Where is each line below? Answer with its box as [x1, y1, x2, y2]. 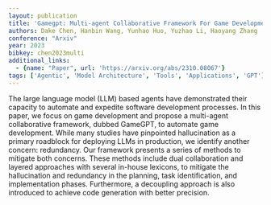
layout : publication [8, 11, 78, 20]
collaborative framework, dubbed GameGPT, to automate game [8, 119, 219, 129]
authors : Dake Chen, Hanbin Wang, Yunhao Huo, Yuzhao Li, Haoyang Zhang [8, 27, 258, 35]
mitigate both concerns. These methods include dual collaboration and [8, 154, 244, 163]
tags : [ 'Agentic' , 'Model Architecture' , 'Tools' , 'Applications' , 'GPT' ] [8, 72, 265, 80]
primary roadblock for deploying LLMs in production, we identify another [8, 136, 250, 146]
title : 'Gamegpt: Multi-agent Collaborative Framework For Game [8, 19, 229, 27]
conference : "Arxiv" [8, 34, 78, 43]
